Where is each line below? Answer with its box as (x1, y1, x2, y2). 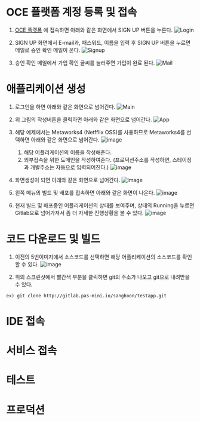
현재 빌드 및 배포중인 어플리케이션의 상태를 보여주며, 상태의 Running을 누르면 (14, 201, 195, 209)
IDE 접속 (6, 315, 45, 328)
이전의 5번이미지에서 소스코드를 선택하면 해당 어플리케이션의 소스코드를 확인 (14, 253, 192, 260)
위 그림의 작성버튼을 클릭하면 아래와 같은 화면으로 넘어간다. (14, 116, 152, 123)
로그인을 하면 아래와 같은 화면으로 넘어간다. (14, 103, 116, 110)
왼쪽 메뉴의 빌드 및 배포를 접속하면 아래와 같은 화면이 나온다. (14, 189, 155, 196)
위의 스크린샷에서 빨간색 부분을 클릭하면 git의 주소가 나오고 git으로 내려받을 (14, 273, 190, 281)
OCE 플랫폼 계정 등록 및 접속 (6, 5, 137, 19)
